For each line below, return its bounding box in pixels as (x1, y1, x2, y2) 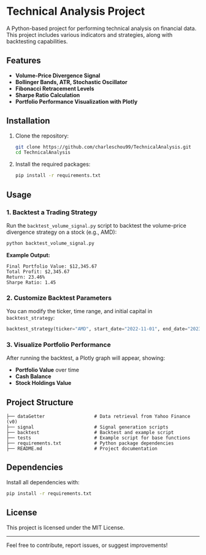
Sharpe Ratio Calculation (15, 91, 80, 99)
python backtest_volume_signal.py (6, 240, 95, 246)
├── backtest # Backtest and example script (6, 430, 174, 436)
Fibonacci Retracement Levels (15, 85, 94, 92)
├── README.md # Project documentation (6, 446, 158, 452)
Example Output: (6, 251, 50, 258)
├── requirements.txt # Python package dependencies (6, 440, 174, 446)
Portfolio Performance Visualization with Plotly (15, 98, 138, 105)
